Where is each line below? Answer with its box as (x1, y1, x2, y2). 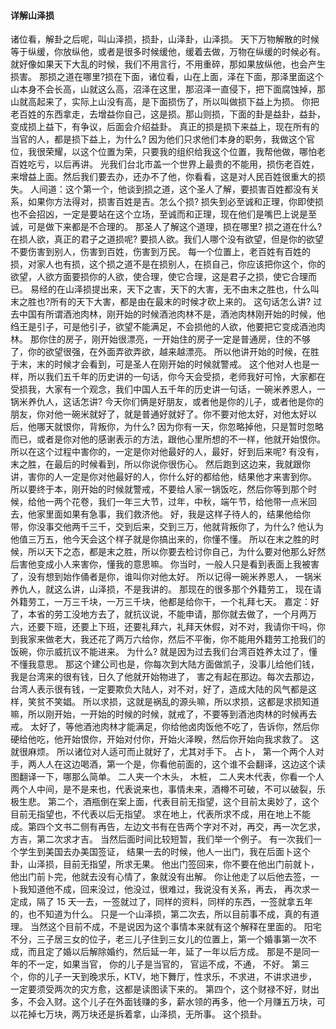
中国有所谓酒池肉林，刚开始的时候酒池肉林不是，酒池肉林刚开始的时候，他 (18, 308, 326, 320)
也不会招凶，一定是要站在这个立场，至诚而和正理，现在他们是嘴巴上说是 (10, 208, 308, 220)
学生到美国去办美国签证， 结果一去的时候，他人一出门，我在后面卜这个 (18, 846, 311, 858)
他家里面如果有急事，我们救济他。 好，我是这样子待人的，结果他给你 (27, 508, 311, 520)
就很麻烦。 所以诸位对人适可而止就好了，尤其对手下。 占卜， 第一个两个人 (10, 746, 316, 758)
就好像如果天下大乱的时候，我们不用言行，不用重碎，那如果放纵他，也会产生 (10, 58, 326, 70)
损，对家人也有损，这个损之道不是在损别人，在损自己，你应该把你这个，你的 (10, 258, 326, 270)
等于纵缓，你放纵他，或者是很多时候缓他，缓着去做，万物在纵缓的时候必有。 (10, 46, 326, 58)
